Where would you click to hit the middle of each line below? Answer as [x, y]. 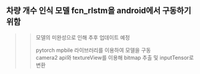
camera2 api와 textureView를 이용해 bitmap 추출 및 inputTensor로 [115, 57]
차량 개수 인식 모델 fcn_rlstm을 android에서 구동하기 [99, 11]
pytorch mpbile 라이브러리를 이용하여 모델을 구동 [93, 50]
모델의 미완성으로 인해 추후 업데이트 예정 [83, 37]
